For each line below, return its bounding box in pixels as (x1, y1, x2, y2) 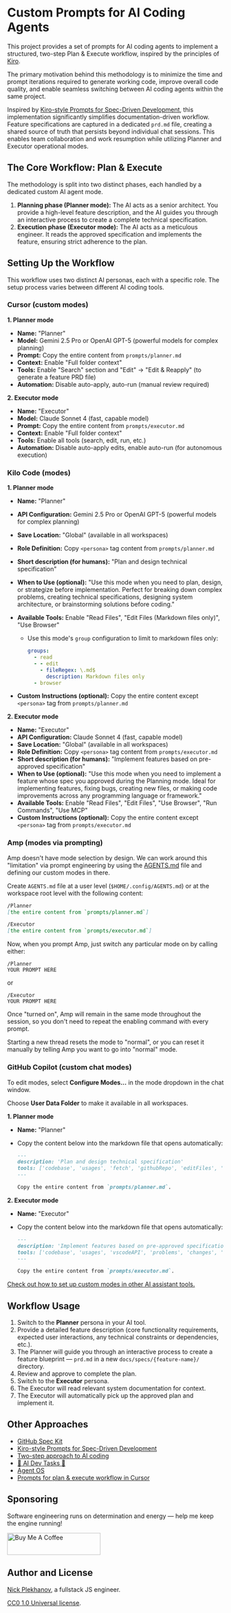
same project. (7, 92, 46, 100)
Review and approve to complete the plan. (16, 1369, 137, 1378)
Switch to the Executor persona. (16, 1377, 109, 1385)
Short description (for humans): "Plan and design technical (16, 557, 188, 566)
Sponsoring (7, 1493, 58, 1505)
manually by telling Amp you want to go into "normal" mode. (7, 1045, 177, 1054)
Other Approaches (7, 1419, 89, 1431)
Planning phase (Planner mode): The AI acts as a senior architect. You (16, 201, 219, 209)
